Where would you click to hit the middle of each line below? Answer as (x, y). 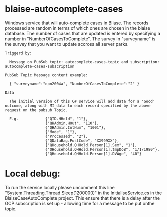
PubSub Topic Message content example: (47, 75)
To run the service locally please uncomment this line (60, 187)
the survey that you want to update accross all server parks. (67, 44)
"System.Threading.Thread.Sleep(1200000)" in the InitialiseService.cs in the (84, 193)
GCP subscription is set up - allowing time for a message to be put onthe (80, 203)
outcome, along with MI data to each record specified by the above (78, 106)
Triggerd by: (19, 53)
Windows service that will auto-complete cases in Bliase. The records (77, 23)
